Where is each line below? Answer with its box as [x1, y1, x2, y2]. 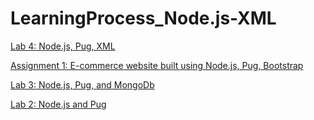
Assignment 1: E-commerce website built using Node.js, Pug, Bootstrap [10, 59, 304, 71]
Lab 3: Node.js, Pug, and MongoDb [10, 78, 155, 91]
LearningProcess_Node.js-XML [10, 7, 277, 30]
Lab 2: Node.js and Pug [10, 98, 107, 110]
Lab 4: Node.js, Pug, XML [10, 40, 116, 52]
